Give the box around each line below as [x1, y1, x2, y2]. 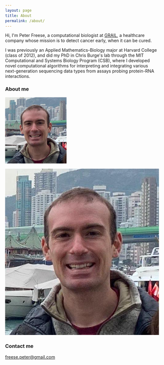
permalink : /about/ [5, 18, 45, 23]
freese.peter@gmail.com [5, 354, 55, 360]
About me [5, 86, 29, 93]
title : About [5, 13, 32, 18]
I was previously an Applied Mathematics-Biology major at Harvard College [5, 47, 157, 53]
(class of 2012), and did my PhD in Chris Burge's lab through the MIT [5, 52, 144, 59]
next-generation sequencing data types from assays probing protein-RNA [5, 68, 155, 74]
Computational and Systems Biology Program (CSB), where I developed [5, 58, 150, 64]
